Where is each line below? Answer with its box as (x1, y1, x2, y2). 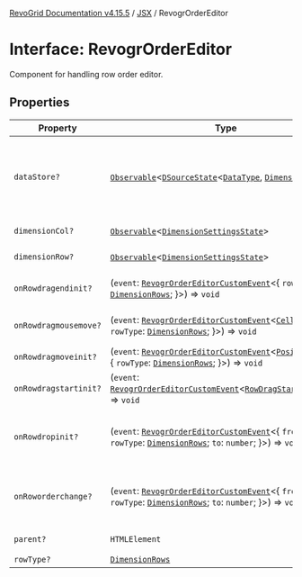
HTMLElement (110, 534, 162, 544)
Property (38, 122, 78, 134)
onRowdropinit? (13, 431, 79, 442)
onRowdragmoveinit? (13, 351, 97, 362)
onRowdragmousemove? (13, 320, 102, 330)
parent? (13, 534, 47, 544)
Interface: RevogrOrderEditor (9, 40, 232, 59)
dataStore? (13, 171, 60, 182)
